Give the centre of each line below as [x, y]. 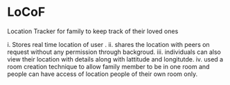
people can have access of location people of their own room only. [103, 74]
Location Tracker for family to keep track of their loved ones [93, 31]
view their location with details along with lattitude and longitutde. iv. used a [115, 59]
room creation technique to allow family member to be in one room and [108, 66]
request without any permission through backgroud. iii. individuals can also [114, 52]
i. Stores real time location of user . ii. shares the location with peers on [108, 44]
